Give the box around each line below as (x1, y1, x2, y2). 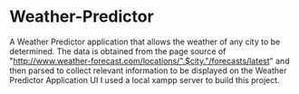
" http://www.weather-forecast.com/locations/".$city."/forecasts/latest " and (9, 55, 290, 66)
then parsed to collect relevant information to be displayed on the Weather (9, 65, 287, 76)
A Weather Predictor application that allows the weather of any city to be (9, 36, 281, 47)
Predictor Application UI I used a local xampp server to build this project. (9, 74, 280, 85)
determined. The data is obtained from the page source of (9, 45, 227, 56)
